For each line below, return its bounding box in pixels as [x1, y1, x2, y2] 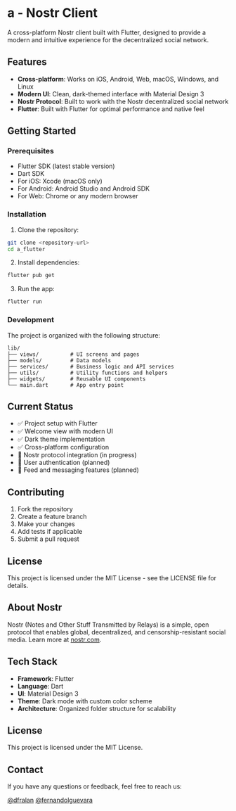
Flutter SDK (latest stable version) [17, 162, 115, 170]
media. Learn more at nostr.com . [7, 635, 102, 644]
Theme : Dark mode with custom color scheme [17, 696, 152, 705]
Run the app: [17, 285, 55, 293]
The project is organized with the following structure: [7, 331, 160, 339]
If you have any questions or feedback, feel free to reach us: [7, 782, 183, 791]
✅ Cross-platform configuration [17, 443, 110, 452]
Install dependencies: [17, 258, 80, 267]
